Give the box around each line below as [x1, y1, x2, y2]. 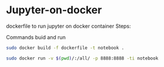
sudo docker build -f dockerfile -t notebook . [6, 44, 125, 51]
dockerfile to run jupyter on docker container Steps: [6, 23, 131, 29]
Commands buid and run [6, 33, 66, 40]
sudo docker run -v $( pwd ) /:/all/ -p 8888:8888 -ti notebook [6, 55, 159, 61]
